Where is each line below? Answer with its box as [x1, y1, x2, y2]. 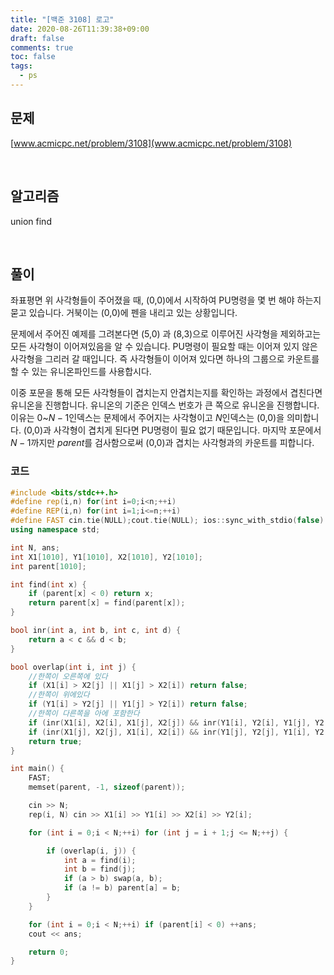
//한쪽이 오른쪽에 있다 [28, 671, 108, 681]
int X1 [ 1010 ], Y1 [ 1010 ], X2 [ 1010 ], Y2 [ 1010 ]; [10, 552, 203, 562]
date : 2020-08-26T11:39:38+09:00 [10, 24, 150, 34]
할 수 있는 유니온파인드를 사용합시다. [10, 366, 152, 378]
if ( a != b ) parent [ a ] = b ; [63, 883, 182, 893]
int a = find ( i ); [63, 855, 137, 865]
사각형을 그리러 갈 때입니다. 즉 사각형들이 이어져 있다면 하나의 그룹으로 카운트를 [10, 353, 320, 365]
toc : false [10, 52, 56, 62]
